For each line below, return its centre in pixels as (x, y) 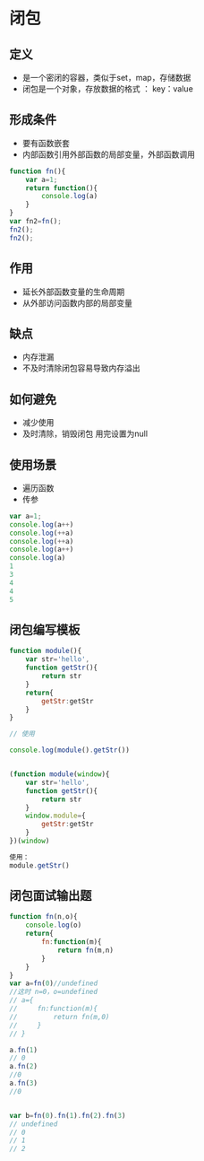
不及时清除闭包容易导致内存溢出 (81, 368)
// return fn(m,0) (59, 1017)
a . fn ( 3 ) (24, 1083)
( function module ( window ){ (59, 774)
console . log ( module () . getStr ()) (69, 750)
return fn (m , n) (85, 950)
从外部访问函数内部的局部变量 (77, 302)
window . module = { (56, 816)
